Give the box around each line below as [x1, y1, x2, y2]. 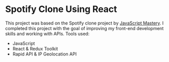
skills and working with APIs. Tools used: [5, 30, 90, 36]
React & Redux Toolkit [12, 45, 58, 51]
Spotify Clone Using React [5, 3, 117, 15]
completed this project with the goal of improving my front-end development [5, 25, 164, 31]
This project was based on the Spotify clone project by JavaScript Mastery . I [5, 20, 164, 26]
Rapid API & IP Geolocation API [12, 51, 77, 57]
